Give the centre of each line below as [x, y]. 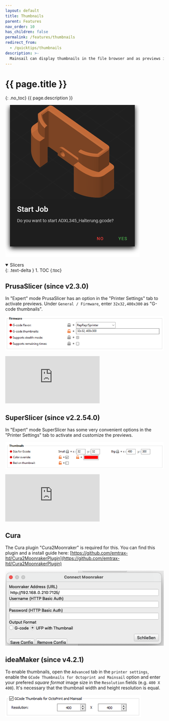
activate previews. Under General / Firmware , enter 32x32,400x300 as [77, 304]
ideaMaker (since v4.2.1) [45, 660]
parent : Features [23, 21]
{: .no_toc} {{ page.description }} [39, 98]
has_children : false [27, 32]
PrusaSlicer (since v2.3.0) [47, 286]
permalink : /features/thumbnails [40, 37]
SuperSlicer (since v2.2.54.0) [53, 418]
